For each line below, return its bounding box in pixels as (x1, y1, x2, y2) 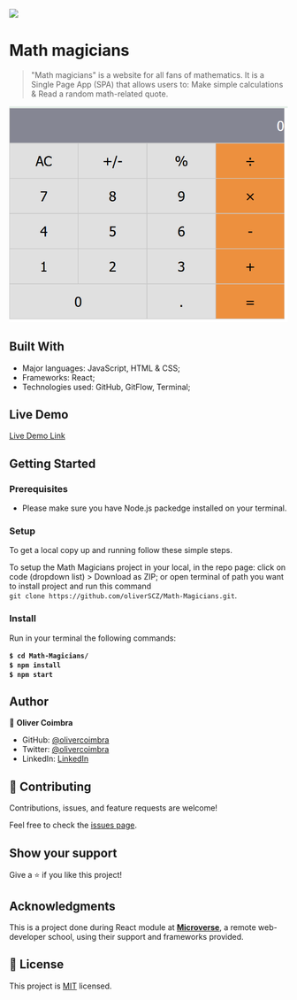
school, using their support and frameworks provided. (47, 931, 245, 942)
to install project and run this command (9, 581, 152, 592)
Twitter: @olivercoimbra (21, 744, 110, 755)
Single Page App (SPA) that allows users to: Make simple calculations (30, 79, 284, 89)
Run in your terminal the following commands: (9, 633, 177, 643)
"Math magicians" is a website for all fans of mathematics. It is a (30, 69, 265, 80)
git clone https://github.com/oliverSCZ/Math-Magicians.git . (9, 590, 238, 601)
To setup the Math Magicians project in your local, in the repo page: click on (9, 562, 286, 573)
